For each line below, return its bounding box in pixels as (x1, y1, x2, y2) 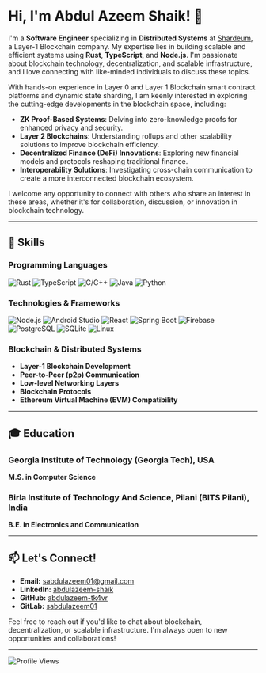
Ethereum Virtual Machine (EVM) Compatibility (19, 395, 178, 405)
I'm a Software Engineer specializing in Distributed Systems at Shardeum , (8, 33, 253, 43)
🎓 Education (8, 427, 75, 440)
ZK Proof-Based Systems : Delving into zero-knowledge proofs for (19, 114, 237, 124)
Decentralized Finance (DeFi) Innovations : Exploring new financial (19, 148, 239, 158)
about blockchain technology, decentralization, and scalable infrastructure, (8, 59, 253, 68)
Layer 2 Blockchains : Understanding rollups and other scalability (19, 131, 232, 141)
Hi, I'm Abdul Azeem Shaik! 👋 (8, 7, 203, 25)
